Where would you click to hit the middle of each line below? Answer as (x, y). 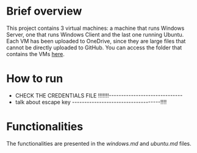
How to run (35, 79)
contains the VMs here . (36, 54)
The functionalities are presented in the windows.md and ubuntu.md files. (99, 143)
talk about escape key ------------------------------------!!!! (91, 102)
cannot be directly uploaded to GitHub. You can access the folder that (94, 48)
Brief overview (44, 11)
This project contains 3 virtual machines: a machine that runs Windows (95, 28)
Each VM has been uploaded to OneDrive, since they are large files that (96, 41)
